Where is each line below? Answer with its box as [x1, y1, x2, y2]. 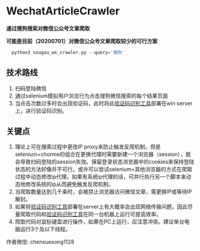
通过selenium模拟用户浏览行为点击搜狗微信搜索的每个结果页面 [14, 92, 168, 99]
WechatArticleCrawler [6, 4, 120, 18]
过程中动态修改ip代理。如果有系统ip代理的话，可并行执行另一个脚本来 [14, 173, 186, 180]
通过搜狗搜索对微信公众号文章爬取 [6, 25, 90, 32]
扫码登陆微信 [14, 84, 47, 92]
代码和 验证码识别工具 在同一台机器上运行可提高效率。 [30, 211, 162, 218]
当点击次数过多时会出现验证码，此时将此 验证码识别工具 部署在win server [14, 99, 193, 107]
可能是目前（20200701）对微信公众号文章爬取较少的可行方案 [6, 37, 158, 44]
